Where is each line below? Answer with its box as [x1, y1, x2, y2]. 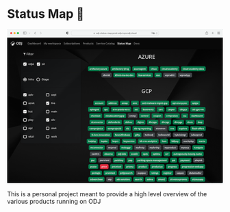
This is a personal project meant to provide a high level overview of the [7, 189, 207, 198]
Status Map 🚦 [7, 6, 84, 22]
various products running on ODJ [7, 197, 101, 205]
